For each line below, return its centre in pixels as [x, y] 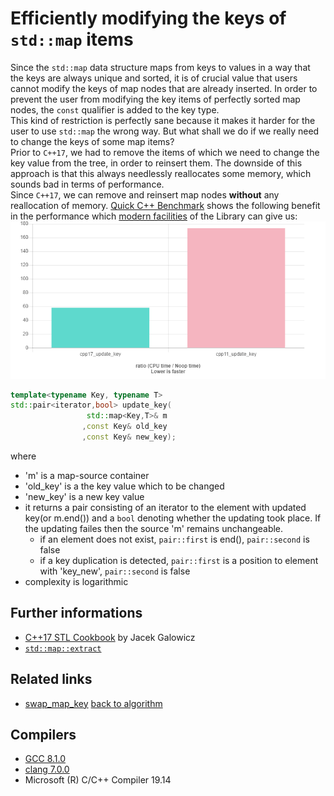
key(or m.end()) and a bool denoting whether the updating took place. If [173, 518]
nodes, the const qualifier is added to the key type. [115, 109]
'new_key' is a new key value [84, 496]
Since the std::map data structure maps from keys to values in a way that [160, 67]
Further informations [76, 613]
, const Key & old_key [124, 427]
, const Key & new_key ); [129, 437]
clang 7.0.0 [47, 769]
